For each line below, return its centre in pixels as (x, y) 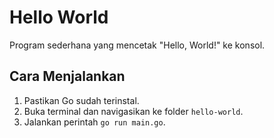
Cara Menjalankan (67, 76)
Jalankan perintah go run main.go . (94, 122)
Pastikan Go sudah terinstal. (81, 100)
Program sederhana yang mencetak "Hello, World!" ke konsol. (137, 45)
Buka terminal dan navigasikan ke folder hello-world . (133, 111)
